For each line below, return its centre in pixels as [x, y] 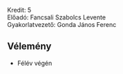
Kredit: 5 [19, 10]
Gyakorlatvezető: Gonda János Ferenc [62, 25]
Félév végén [35, 63]
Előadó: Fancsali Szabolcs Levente [56, 17]
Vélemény [29, 47]
